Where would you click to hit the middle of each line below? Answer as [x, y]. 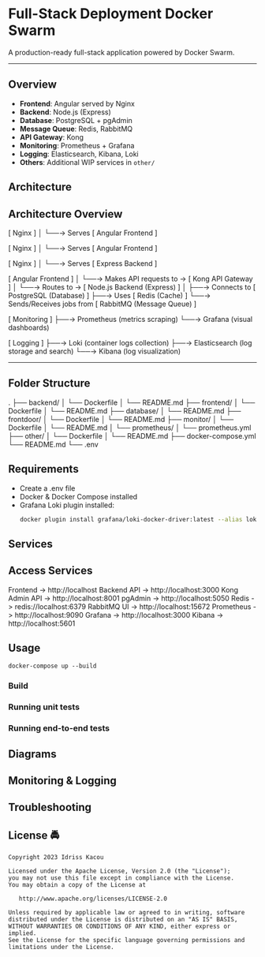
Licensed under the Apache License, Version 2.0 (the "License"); [119, 871]
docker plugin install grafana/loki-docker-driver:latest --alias [131, 519]
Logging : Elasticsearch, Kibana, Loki [79, 154]
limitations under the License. [61, 948]
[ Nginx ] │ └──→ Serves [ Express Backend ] [83, 263]
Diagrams [32, 754]
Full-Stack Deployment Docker [111, 14]
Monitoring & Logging [62, 781]
